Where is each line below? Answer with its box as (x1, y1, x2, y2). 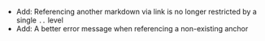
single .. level (15, 15, 63, 25)
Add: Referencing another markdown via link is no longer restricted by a (15, 7, 258, 16)
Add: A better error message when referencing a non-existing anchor (15, 24, 249, 33)
